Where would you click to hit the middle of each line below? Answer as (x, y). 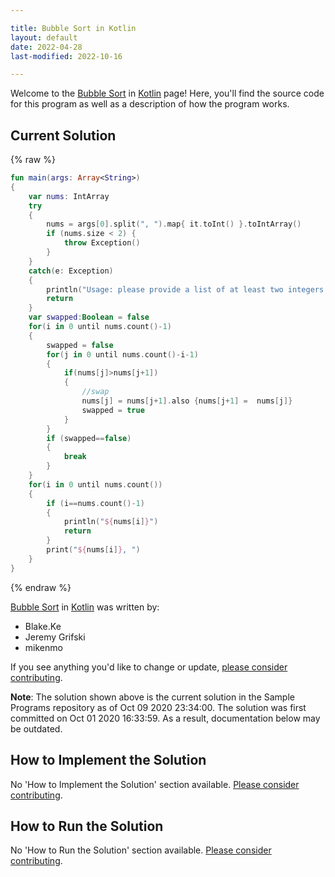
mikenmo (43, 647)
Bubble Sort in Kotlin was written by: (85, 607)
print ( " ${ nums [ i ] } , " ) (93, 550)
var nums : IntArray (69, 196)
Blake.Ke (43, 626)
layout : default (44, 37)
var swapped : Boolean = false (89, 317)
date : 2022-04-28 (46, 47)
